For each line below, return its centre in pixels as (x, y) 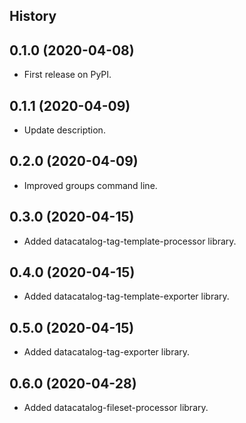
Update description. (64, 130)
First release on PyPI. (67, 75)
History (33, 16)
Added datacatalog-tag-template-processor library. (130, 241)
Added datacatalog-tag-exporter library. (107, 352)
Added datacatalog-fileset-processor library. (116, 408)
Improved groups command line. (90, 185)
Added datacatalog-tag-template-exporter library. (126, 296)
